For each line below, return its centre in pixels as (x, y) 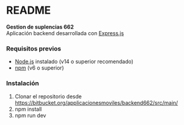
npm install (28, 109)
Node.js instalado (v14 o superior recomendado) (74, 62)
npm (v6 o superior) (39, 68)
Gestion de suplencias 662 (40, 27)
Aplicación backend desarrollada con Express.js (65, 33)
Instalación (23, 83)
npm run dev (30, 115)
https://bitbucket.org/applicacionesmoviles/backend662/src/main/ (96, 102)
